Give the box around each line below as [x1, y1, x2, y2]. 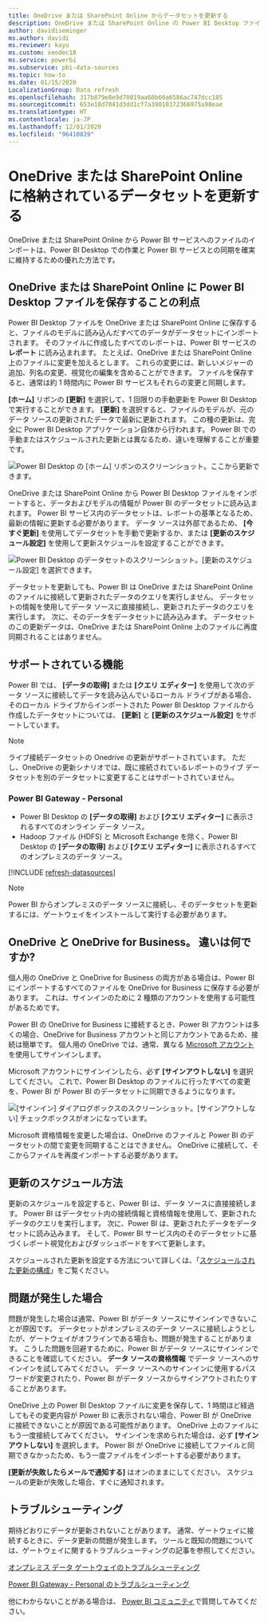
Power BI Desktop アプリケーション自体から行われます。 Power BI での [23, 424, 257, 435]
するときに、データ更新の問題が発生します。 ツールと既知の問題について [14, 1535, 254, 1545]
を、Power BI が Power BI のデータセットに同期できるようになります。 [8, 1086, 240, 1097]
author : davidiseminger [8, 26, 88, 34]
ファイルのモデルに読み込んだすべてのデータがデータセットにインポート [22, 328, 259, 337]
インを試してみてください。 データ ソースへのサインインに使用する [22, 1363, 242, 1373]
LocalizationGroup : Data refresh [8, 85, 120, 94]
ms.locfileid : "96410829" [8, 130, 94, 138]
